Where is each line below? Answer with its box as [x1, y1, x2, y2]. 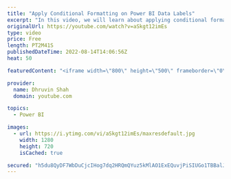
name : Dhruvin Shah [13, 86, 69, 93]
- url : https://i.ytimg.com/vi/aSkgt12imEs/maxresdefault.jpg [13, 130, 195, 137]
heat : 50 [7, 55, 32, 62]
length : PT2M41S [7, 42, 54, 49]
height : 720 [19, 143, 54, 150]
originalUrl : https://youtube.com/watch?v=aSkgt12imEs [7, 23, 168, 30]
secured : [7, 162, 32, 169]
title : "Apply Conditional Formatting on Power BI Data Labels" [7, 10, 195, 17]
